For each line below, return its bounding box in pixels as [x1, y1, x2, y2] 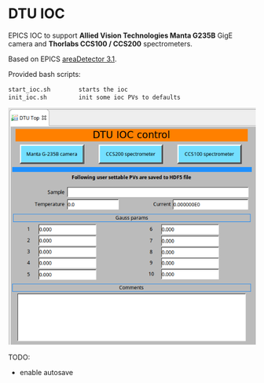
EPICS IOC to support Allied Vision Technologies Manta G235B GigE [8, 31, 233, 40]
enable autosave [19, 368, 73, 378]
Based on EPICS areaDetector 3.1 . [8, 54, 117, 64]
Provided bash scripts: [8, 69, 81, 78]
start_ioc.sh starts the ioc [8, 86, 128, 93]
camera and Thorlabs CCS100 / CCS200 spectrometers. [8, 38, 192, 48]
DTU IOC [8, 5, 65, 23]
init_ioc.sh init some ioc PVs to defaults [8, 93, 181, 101]
